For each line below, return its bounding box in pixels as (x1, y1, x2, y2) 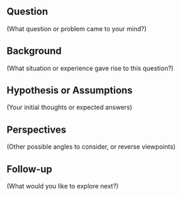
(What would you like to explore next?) (6, 182, 119, 191)
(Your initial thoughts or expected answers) (6, 103, 132, 112)
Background (6, 45, 62, 57)
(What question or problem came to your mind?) (6, 24, 147, 33)
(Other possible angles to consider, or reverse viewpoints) (6, 142, 176, 151)
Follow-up (6, 163, 52, 175)
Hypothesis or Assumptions (6, 84, 133, 96)
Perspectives (6, 123, 67, 135)
